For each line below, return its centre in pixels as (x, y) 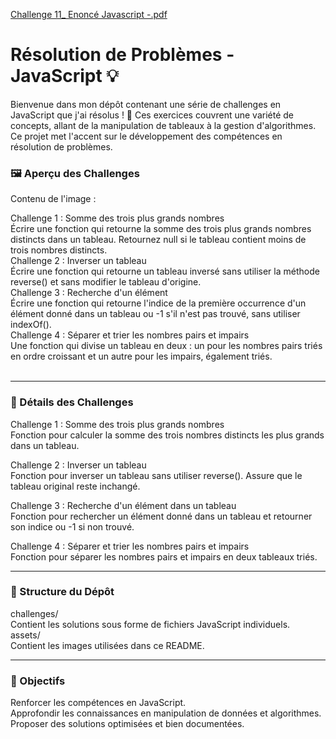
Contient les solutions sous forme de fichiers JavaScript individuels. (150, 624)
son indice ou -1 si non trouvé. (72, 526)
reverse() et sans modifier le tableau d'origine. (106, 282)
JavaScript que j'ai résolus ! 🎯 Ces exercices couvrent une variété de (152, 115)
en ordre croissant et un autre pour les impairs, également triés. (141, 356)
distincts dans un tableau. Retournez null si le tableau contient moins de (158, 240)
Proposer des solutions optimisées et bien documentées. (127, 724)
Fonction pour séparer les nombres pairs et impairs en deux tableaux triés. (164, 556)
